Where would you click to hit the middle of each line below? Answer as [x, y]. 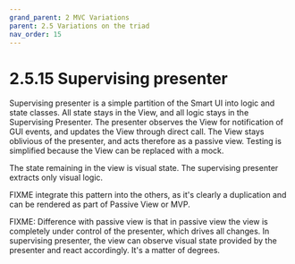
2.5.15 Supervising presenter [118, 78]
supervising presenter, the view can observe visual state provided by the [143, 241]
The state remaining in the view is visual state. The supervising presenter [144, 168]
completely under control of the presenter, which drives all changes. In [139, 231]
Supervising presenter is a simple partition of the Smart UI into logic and [142, 103]
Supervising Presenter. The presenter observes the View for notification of [147, 123]
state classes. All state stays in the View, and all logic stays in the [129, 113]
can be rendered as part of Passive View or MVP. [100, 204]
